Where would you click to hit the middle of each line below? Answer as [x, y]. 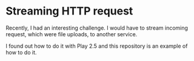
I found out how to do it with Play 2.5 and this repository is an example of [97, 46]
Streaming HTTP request [69, 11]
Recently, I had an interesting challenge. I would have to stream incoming [97, 28]
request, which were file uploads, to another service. [72, 34]
